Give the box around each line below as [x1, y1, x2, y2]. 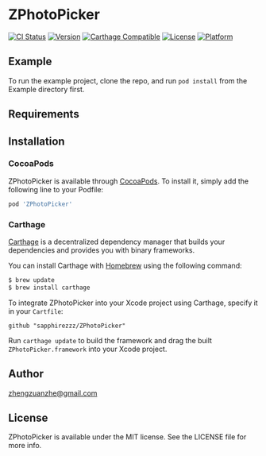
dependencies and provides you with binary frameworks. [8, 245, 195, 255]
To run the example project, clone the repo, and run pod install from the [8, 75, 248, 85]
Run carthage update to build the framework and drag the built [8, 335, 213, 345]
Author [8, 367, 44, 381]
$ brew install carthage [8, 284, 91, 292]
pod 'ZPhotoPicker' [8, 200, 73, 208]
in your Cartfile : [8, 306, 64, 315]
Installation [8, 134, 65, 148]
